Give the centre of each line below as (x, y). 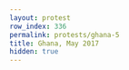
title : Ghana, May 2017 (55, 43)
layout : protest (40, 18)
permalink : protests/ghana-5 (64, 35)
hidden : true (34, 52)
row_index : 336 (38, 26)
